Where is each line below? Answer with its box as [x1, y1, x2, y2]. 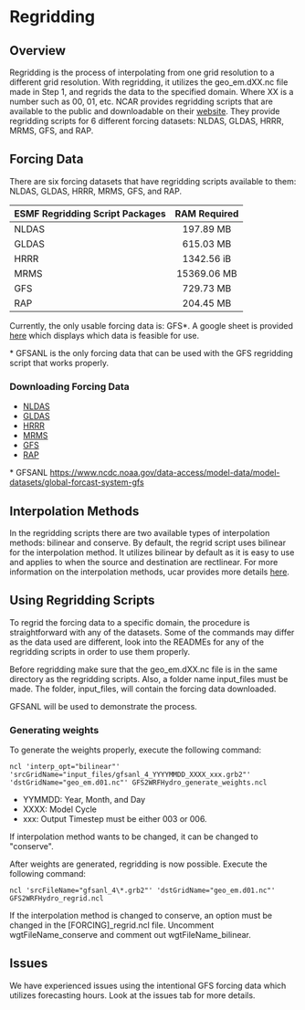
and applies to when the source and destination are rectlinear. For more [9, 556, 279, 567]
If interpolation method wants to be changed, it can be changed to [9, 831, 258, 842]
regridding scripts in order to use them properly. [9, 646, 191, 657]
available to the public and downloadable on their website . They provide [9, 106, 280, 116]
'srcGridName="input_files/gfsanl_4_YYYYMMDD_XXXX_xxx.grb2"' [9, 770, 251, 780]
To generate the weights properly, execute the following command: [9, 744, 262, 755]
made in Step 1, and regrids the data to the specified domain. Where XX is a [9, 87, 294, 97]
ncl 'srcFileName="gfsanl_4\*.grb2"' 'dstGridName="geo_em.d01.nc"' [9, 886, 276, 896]
